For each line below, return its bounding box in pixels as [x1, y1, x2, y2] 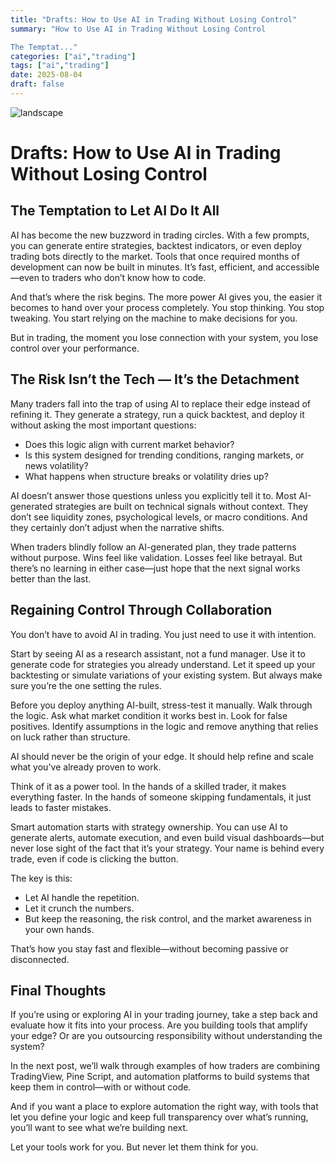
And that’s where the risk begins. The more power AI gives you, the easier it [10, 291, 323, 303]
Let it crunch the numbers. [24, 902, 135, 914]
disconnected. [10, 953, 70, 965]
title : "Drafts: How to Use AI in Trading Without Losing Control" [10, 14, 298, 25]
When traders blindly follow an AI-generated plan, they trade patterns [10, 541, 297, 553]
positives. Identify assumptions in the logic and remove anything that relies [10, 720, 319, 732]
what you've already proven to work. [10, 761, 162, 773]
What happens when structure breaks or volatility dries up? [24, 470, 269, 482]
